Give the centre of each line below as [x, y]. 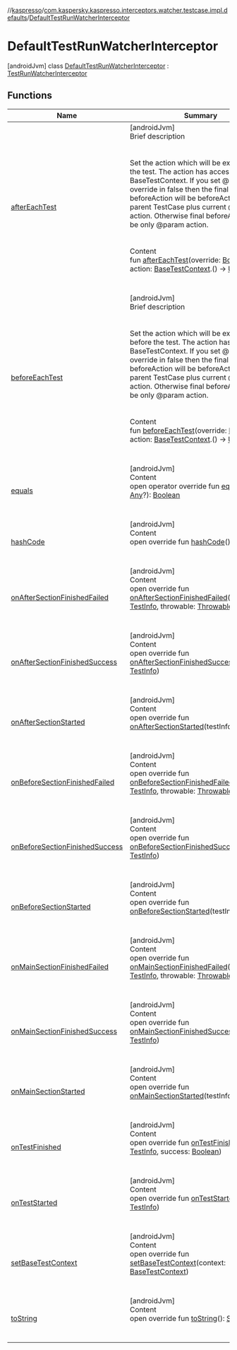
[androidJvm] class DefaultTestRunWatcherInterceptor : [88, 66]
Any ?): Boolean [155, 495]
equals [22, 491]
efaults [17, 18]
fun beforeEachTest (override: [178, 430]
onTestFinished [36, 1146]
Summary [201, 115]
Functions [30, 96]
